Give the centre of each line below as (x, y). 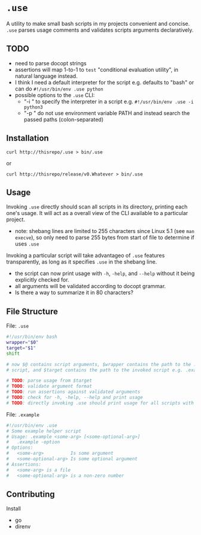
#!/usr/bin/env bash (32, 337)
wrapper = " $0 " (22, 343)
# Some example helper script (44, 431)
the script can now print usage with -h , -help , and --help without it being (105, 273)
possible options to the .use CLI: (55, 95)
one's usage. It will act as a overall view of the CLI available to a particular (97, 213)
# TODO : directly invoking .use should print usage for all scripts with (100, 403)
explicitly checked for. (42, 280)
